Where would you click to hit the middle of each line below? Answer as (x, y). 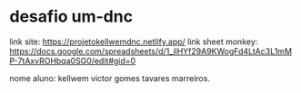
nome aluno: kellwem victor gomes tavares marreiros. (110, 78)
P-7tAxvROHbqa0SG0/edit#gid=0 (73, 60)
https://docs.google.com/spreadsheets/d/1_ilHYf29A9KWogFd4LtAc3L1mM (151, 51)
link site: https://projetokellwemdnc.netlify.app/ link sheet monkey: (134, 42)
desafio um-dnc (71, 17)
